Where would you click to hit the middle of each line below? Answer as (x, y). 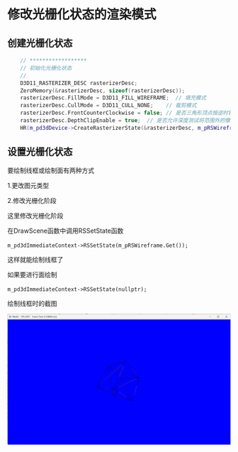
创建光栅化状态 (40, 43)
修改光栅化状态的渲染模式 (82, 15)
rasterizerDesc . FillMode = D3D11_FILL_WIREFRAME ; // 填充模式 (113, 98)
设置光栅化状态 (40, 152)
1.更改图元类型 (28, 185)
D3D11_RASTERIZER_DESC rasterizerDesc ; (79, 83)
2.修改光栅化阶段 (32, 200)
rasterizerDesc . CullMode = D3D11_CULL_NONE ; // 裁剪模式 (108, 106)
